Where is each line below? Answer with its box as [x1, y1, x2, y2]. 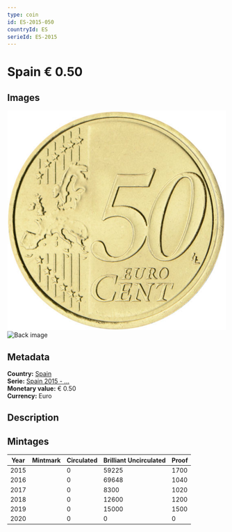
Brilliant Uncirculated [103, 456, 166, 464]
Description [7, 412, 59, 424]
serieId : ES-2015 [7, 33, 58, 40]
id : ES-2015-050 [7, 18, 54, 26]
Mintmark [32, 456, 61, 464]
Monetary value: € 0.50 [7, 384, 76, 393]
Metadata [7, 351, 50, 363]
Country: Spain [7, 370, 52, 378]
